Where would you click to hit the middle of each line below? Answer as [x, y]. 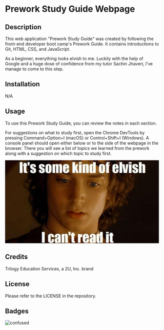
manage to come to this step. [34, 69]
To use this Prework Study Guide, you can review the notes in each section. [81, 123]
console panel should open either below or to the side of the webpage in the [82, 143]
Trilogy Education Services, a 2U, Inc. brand [49, 268]
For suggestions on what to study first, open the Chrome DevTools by [75, 132]
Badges [17, 311]
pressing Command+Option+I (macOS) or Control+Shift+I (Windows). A [77, 138]
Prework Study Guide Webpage [70, 9]
